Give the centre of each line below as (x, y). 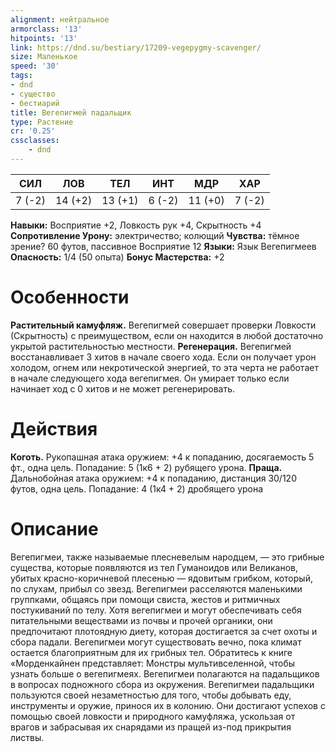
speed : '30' (35, 66)
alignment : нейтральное (60, 19)
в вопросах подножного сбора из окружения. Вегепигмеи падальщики (162, 684)
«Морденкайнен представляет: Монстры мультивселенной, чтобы (153, 663)
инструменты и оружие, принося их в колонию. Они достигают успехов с (168, 705)
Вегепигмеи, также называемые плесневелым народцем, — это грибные (167, 557)
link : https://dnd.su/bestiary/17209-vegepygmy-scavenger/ (136, 47)
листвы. (27, 737)
